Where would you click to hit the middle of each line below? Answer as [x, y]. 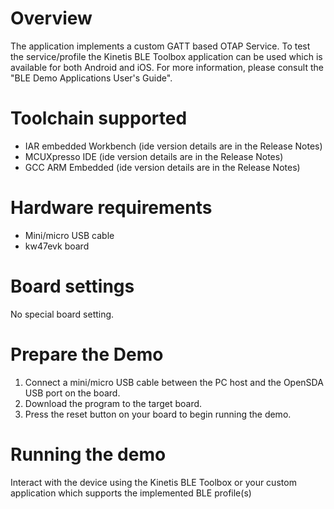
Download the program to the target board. [113, 403]
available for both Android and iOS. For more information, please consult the [167, 67]
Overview [51, 18]
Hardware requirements [111, 208]
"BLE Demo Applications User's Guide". [91, 78]
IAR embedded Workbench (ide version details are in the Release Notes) [173, 146]
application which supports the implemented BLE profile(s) [131, 493]
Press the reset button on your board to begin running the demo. [158, 414]
